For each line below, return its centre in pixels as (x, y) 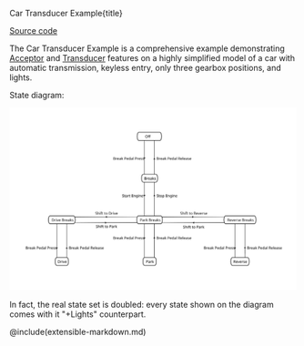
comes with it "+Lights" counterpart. (78, 314)
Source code (33, 31)
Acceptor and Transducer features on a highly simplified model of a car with (152, 58)
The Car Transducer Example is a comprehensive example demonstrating (147, 48)
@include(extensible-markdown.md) (78, 332)
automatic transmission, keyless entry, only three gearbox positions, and (146, 68)
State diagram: (37, 95)
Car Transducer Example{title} (66, 13)
